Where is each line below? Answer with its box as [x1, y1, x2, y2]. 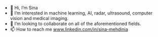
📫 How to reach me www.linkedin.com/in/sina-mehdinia [10, 26, 128, 32]
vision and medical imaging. [10, 15, 69, 21]
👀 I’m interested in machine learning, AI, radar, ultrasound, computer [10, 10, 153, 16]
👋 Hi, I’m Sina [10, 5, 38, 10]
